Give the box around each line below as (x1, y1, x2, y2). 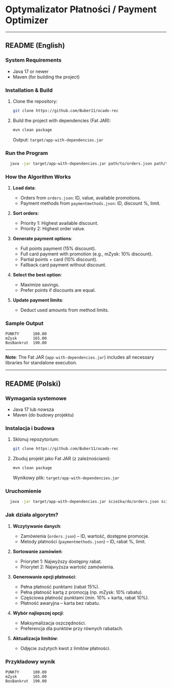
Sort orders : (12, 210, 39, 217)
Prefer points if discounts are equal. (20, 287, 96, 293)
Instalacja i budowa (5, 425, 55, 432)
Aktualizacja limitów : (12, 635, 59, 641)
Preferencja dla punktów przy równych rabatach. (20, 625, 124, 632)
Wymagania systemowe (5, 395, 67, 402)
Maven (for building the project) (12, 73, 80, 80)
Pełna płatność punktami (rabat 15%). (20, 583, 100, 589)
